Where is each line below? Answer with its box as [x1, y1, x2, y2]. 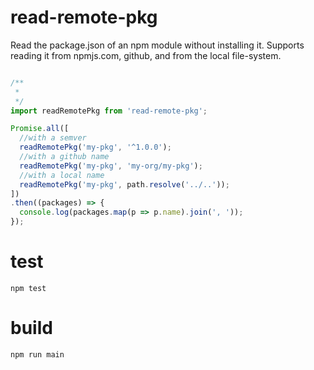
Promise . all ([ [10, 124, 70, 134]
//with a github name [19, 152, 110, 162]
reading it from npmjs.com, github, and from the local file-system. [10, 49, 282, 61]
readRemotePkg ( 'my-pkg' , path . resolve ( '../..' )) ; [19, 179, 230, 190]
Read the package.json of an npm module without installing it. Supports [10, 39, 305, 51]
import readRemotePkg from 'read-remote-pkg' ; [10, 106, 208, 116]
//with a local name [19, 170, 105, 180]
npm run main [10, 349, 65, 360]
